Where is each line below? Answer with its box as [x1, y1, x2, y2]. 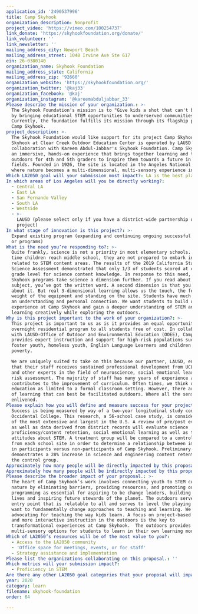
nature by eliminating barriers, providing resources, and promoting [11, 484, 186, 490]
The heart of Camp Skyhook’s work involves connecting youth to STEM [11, 479, 186, 485]
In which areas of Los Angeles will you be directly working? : [6, 178, 165, 184]
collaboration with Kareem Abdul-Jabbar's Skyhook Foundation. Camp [11, 145, 183, 151]
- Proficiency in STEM [11, 566, 67, 573]
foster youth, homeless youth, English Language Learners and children [11, 343, 192, 349]
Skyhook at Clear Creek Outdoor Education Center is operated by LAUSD [11, 140, 192, 146]
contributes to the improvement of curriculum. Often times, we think [11, 380, 189, 386]
